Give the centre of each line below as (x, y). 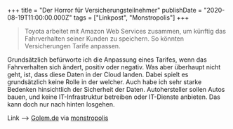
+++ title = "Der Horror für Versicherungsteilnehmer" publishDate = (105, 10)
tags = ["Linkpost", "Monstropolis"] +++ (131, 18)
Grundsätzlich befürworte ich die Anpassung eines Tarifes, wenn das (107, 60)
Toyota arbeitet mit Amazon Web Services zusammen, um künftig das (125, 31)
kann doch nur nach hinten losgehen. (61, 104)
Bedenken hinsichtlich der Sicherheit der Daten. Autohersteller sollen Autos (116, 89)
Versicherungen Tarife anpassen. (72, 46)
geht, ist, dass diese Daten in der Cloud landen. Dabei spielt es (98, 74)
